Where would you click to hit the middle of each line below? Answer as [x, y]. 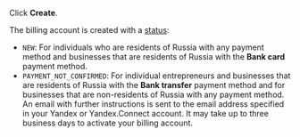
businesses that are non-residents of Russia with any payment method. [153, 94]
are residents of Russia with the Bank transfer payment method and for [154, 85]
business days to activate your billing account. [108, 123]
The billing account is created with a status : [89, 30]
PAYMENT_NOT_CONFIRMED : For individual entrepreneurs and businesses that [156, 76]
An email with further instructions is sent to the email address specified [153, 104]
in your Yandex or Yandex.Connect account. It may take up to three [146, 113]
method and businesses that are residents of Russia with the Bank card [154, 56]
